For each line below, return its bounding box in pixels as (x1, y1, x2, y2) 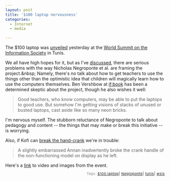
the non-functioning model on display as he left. (17, 153, 118, 159)
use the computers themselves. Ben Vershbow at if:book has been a (5, 81, 148, 87)
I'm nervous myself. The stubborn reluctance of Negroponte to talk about (5, 117, 158, 123)
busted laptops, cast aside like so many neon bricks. (17, 107, 127, 113)
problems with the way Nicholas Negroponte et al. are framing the (5, 65, 143, 71)
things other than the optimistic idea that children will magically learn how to (5, 76, 164, 82)
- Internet (10, 21, 33, 27)
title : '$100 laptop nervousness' (5, 12, 78, 17)
